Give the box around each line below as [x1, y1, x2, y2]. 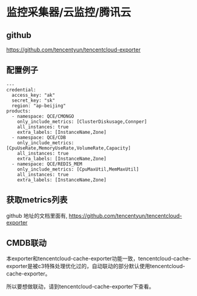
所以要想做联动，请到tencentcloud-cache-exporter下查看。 [6, 283, 155, 291]
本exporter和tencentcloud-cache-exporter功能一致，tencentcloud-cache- [6, 255, 192, 262]
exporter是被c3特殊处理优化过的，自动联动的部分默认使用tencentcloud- [6, 263, 186, 270]
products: [6, 108, 31, 114]
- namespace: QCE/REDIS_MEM [11, 161, 83, 167]
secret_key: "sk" [11, 97, 56, 104]
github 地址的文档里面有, [6, 212, 68, 219]
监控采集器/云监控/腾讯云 [6, 5, 131, 19]
